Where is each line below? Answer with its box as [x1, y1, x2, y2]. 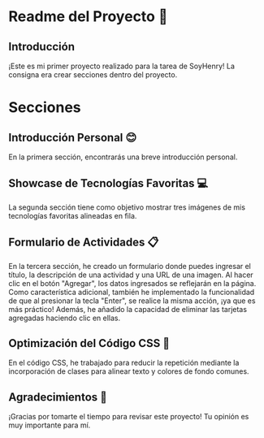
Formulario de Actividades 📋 [8, 236, 159, 249]
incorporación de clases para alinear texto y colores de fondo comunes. [8, 366, 249, 376]
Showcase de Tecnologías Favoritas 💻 [8, 176, 209, 190]
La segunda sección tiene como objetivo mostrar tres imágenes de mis [8, 202, 246, 212]
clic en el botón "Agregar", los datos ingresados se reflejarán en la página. [8, 278, 257, 288]
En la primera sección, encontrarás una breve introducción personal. [8, 152, 238, 162]
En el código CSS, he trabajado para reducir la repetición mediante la [8, 358, 240, 368]
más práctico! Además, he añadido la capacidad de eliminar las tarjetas [8, 304, 248, 314]
